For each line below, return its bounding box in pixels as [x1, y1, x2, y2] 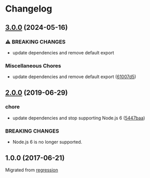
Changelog [5, 3, 52, 15]
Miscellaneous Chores [5, 62, 61, 69]
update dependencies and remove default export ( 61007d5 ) [12, 74, 136, 80]
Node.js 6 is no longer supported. [12, 139, 83, 145]
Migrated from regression [5, 167, 58, 173]
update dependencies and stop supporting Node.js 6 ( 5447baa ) [12, 114, 145, 121]
